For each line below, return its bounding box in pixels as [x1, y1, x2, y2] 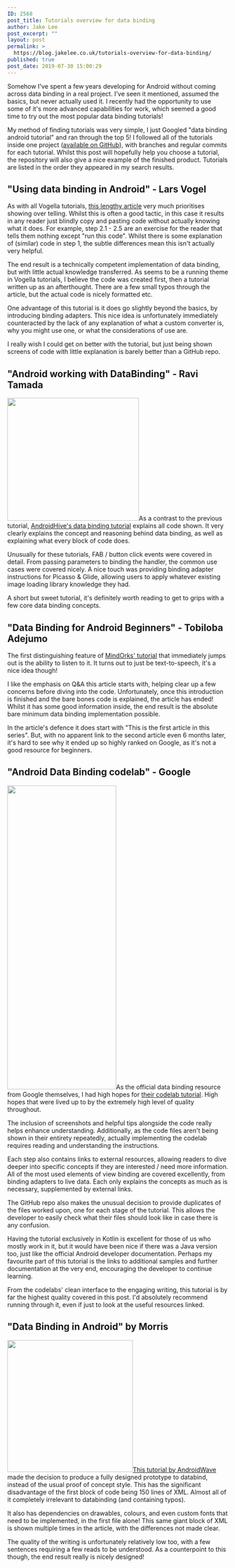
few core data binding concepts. [7, 601, 101, 609]
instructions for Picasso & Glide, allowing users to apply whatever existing [7, 573, 221, 581]
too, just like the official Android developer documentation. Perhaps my [7, 1249, 213, 1258]
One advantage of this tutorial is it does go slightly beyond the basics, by [7, 304, 218, 312]
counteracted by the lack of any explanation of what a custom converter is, [7, 319, 224, 327]
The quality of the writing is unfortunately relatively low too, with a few [7, 1537, 210, 1545]
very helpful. [7, 247, 44, 255]
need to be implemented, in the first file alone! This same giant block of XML [7, 1516, 228, 1524]
